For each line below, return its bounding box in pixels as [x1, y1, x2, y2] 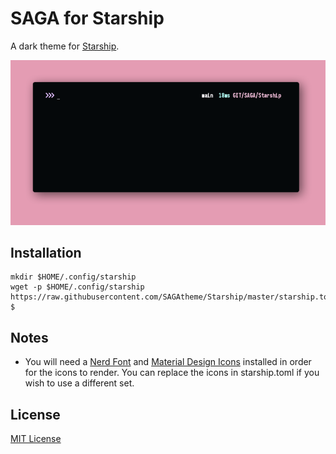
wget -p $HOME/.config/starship [10, 282, 145, 292]
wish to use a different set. [24, 377, 135, 389]
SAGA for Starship [10, 7, 165, 30]
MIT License [10, 433, 62, 445]
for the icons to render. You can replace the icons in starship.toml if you [24, 367, 320, 379]
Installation [10, 244, 82, 261]
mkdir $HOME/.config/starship [10, 272, 137, 282]
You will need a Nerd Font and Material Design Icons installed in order [24, 356, 312, 368]
